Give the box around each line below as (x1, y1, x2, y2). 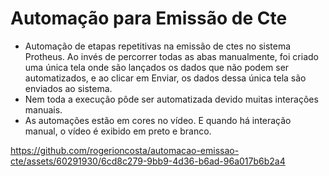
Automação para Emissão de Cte (10, 7, 288, 30)
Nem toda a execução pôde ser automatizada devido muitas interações (24, 93, 319, 105)
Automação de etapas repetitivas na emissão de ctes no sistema (24, 40, 292, 52)
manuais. (24, 103, 63, 116)
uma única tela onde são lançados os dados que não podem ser (24, 61, 290, 73)
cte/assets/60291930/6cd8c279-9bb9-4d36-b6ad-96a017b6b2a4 (10, 155, 286, 167)
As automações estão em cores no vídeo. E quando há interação (24, 114, 292, 126)
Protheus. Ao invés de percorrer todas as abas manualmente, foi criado (24, 50, 319, 62)
